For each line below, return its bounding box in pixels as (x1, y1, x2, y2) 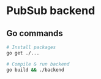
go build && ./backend (6, 67, 64, 73)
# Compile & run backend (6, 61, 70, 67)
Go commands (6, 28, 63, 39)
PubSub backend (6, 4, 95, 18)
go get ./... (6, 50, 40, 56)
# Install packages (6, 44, 56, 50)
